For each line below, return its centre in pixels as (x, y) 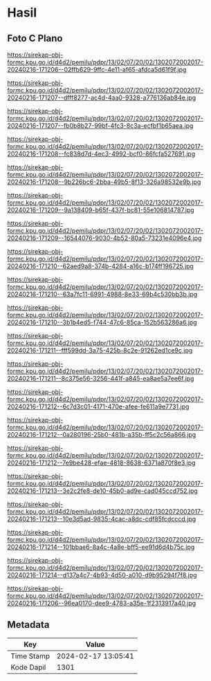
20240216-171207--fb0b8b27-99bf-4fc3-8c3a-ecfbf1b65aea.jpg (100, 125)
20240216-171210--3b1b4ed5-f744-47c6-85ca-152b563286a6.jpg (102, 322)
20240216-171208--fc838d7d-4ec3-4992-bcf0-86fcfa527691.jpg (101, 154)
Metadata (28, 625)
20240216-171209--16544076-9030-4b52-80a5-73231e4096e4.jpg (104, 238)
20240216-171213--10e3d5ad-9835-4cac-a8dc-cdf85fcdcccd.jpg (102, 519)
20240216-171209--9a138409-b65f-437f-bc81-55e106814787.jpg (101, 210)
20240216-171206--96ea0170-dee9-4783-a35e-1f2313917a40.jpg (102, 603)
